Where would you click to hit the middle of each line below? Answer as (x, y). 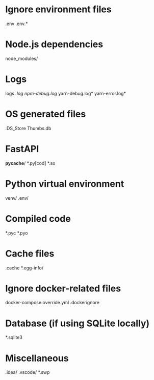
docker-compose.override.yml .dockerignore (53, 303)
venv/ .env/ (17, 198)
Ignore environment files (58, 9)
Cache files (30, 253)
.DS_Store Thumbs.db (28, 128)
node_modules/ (22, 58)
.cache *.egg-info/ (24, 268)
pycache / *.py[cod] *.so (30, 163)
